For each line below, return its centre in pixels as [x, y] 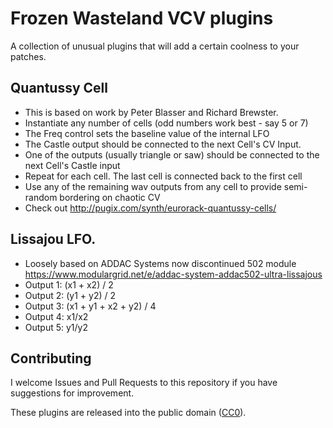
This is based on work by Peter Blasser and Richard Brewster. [151, 112]
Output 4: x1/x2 [56, 316]
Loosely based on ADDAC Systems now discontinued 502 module [160, 263]
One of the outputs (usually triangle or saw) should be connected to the [172, 154]
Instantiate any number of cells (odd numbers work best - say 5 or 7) [166, 123]
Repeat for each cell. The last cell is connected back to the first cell [163, 176]
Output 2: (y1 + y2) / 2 [70, 295]
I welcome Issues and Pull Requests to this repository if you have [144, 383]
